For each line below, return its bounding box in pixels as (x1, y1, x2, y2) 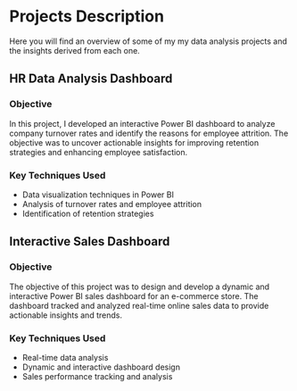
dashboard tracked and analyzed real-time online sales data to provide (9, 300, 269, 311)
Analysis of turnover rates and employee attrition (21, 198, 202, 209)
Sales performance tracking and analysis (21, 370, 173, 381)
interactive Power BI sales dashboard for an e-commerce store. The (9, 290, 259, 301)
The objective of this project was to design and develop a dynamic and (9, 281, 270, 292)
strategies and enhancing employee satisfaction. (9, 146, 188, 157)
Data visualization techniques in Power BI (21, 189, 174, 200)
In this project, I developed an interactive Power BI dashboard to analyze (9, 118, 276, 129)
